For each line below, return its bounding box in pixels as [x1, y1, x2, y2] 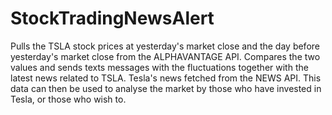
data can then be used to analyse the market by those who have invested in [10, 82, 322, 94]
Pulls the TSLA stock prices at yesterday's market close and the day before [10, 40, 320, 52]
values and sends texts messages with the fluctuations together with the [10, 61, 309, 73]
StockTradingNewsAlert [10, 7, 215, 30]
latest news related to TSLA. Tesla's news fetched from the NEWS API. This [10, 72, 322, 84]
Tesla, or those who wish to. [10, 93, 127, 105]
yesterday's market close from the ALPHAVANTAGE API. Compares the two [10, 50, 321, 62]
